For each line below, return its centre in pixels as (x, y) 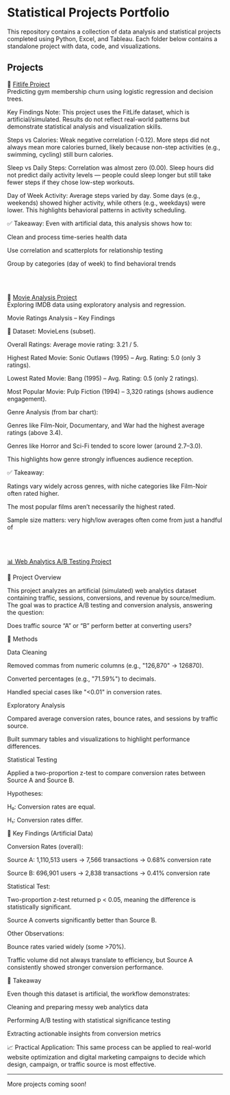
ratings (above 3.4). (35, 432)
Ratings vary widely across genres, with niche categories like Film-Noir (107, 486)
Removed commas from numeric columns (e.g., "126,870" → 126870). (105, 665)
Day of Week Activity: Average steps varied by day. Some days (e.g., (104, 195)
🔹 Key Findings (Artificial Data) (50, 833)
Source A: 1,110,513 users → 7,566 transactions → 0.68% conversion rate (109, 859)
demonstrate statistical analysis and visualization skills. (85, 126)
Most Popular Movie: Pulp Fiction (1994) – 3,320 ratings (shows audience (110, 391)
